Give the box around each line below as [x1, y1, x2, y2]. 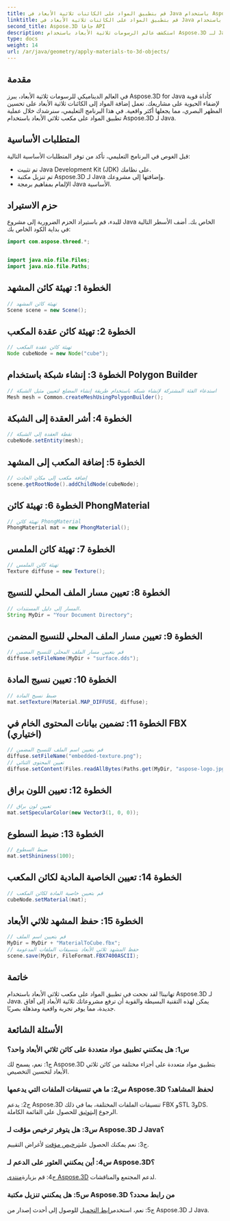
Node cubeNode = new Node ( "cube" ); [7, 351, 109, 357]
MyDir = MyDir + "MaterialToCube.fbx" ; [7, 940, 121, 947]
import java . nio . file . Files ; [7, 257, 90, 264]
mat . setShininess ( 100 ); [7, 853, 75, 860]
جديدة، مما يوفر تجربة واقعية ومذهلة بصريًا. [7, 1004, 116, 1012]
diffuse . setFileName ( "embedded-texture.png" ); [7, 752, 142, 760]
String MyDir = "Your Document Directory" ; [7, 611, 133, 618]
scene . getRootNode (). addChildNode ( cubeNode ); [7, 481, 139, 488]
